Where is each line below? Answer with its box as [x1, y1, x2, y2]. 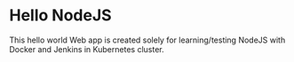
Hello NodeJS [9, 5, 113, 26]
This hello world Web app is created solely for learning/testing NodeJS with [9, 35, 286, 45]
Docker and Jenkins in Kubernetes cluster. [9, 43, 164, 54]
